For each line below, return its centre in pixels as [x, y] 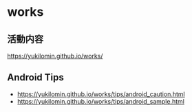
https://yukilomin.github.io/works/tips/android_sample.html [100, 101]
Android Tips [35, 77]
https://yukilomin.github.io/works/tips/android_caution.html [101, 94]
